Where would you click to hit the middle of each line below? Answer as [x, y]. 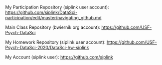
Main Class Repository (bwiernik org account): [53, 27]
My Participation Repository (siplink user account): [57, 7]
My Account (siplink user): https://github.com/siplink [59, 57]
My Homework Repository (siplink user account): [55, 42]
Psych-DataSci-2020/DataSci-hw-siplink [47, 47]
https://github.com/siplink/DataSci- [41, 12]
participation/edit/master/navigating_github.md [53, 18]
